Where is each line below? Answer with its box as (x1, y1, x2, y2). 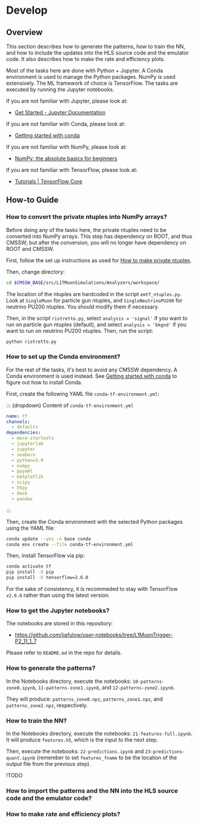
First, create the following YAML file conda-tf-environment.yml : (6, 390, 160, 397)
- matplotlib (11, 474, 44, 480)
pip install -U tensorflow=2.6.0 (6, 575, 89, 581)
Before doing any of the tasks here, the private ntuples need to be (6, 226, 167, 233)
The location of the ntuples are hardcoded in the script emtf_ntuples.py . (6, 290, 182, 297)
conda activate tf (6, 564, 51, 570)
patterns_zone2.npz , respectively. (6, 701, 88, 709)
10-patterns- (132, 679, 165, 685)
